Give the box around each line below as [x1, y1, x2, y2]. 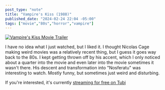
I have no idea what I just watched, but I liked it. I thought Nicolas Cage [5, 44, 150, 50]
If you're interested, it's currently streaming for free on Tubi [5, 80, 126, 86]
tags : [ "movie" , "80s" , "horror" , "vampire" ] [5, 21, 94, 26]
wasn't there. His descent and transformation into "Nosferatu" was [5, 65, 141, 71]
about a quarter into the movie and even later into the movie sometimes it [5, 60, 154, 65]
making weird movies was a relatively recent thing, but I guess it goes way [5, 49, 157, 55]
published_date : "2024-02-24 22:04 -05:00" [5, 16, 96, 21]
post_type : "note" [5, 7, 43, 12]
